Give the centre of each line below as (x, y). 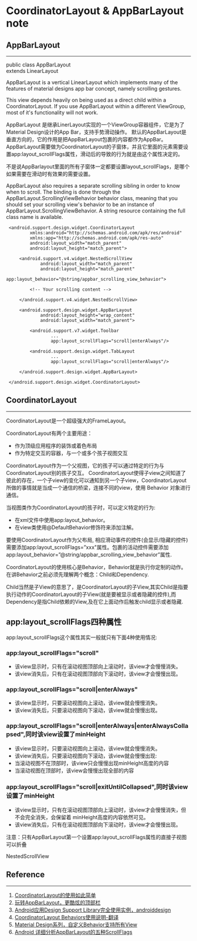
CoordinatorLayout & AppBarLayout (95, 11)
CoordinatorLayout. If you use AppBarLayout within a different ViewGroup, (96, 106)
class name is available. (35, 217)
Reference (26, 875)
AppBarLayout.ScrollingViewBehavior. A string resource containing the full (96, 211)
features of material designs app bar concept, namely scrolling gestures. (94, 89)
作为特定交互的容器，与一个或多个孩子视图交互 (71, 453)
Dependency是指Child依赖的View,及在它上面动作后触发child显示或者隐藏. (95, 601)
